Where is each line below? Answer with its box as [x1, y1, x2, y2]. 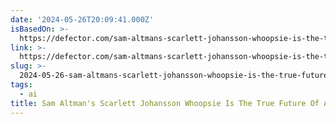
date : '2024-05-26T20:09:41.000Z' [10, 14, 155, 25]
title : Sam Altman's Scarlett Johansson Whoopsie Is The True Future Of [10, 98, 320, 108]
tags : [10, 80, 33, 90]
